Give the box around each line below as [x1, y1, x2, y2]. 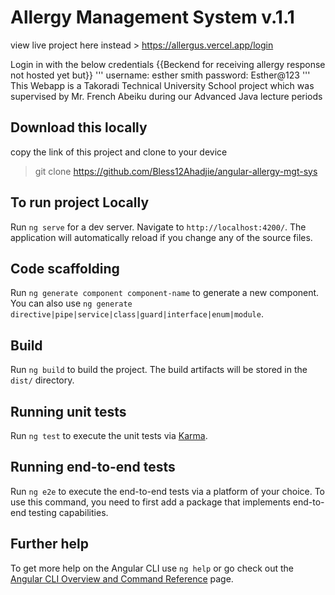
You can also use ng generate [10, 297, 133, 310]
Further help [10, 536, 90, 553]
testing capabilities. [28, 506, 109, 518]
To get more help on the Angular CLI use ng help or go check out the [10, 562, 294, 574]
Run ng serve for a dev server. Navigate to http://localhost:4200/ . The [10, 221, 307, 233]
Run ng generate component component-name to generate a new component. [10, 287, 320, 299]
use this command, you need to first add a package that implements [10, 496, 291, 508]
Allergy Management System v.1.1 [10, 6, 295, 29]
